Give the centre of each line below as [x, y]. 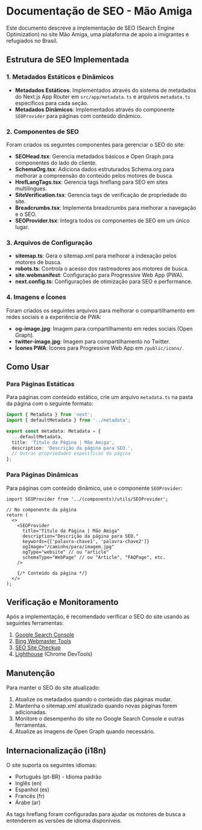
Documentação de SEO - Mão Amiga [99, 11]
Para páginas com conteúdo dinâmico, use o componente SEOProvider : [94, 488]
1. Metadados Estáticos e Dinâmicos [60, 77]
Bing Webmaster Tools [43, 641]
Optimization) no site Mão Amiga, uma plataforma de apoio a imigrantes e [98, 34]
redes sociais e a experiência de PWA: [54, 317]
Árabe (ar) [28, 802]
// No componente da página [42, 510]
